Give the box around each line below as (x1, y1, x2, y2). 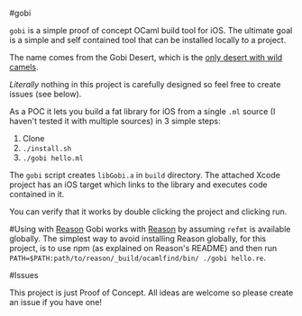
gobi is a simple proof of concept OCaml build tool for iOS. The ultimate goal (9, 25, 293, 35)
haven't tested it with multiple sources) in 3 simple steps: (9, 116, 221, 126)
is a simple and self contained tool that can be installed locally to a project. (9, 35, 287, 45)
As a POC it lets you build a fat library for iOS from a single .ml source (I (9, 106, 276, 116)
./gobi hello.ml (22, 154, 84, 163)
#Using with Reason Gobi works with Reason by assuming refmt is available (9, 224, 291, 234)
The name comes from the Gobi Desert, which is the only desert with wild (9, 52, 283, 62)
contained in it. (9, 189, 65, 199)
